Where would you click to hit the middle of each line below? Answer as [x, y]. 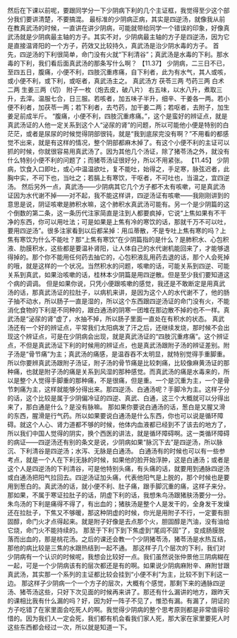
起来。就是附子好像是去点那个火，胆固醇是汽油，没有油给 [146, 521]
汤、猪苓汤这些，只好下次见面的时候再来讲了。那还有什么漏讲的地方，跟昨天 [119, 592]
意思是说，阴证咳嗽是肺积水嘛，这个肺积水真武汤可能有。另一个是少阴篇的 [115, 204]
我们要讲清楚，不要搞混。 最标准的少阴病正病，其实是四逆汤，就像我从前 [119, 19]
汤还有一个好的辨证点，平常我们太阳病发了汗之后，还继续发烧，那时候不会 [115, 327]
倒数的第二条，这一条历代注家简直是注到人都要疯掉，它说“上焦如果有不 [117, 213]
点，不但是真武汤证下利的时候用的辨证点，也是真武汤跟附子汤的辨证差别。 [115, 345]
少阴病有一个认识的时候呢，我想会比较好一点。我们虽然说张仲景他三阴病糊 [115, 557]
